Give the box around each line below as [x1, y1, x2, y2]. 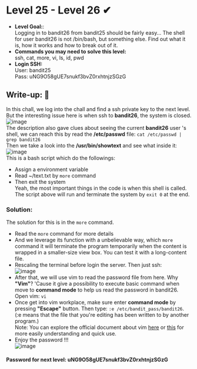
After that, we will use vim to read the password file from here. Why [14, 274, 178, 281]
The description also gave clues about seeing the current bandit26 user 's [6, 124, 186, 131]
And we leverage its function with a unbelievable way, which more [14, 236, 173, 244]
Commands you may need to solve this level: [14, 48, 126, 55]
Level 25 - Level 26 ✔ [6, 4, 112, 17]
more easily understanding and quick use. [14, 330, 116, 337]
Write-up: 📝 [6, 90, 50, 100]
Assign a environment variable [14, 166, 89, 173]
